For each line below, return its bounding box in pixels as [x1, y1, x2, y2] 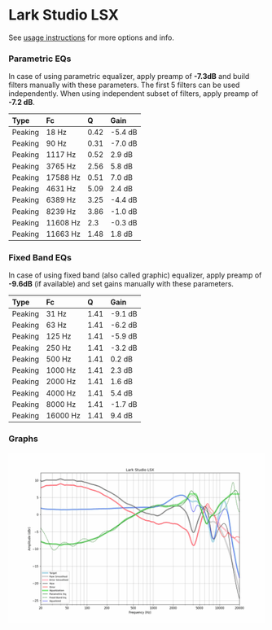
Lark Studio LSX [8, 6, 120, 24]
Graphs [8, 433, 38, 444]
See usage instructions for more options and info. [8, 33, 175, 42]
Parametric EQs [8, 53, 72, 64]
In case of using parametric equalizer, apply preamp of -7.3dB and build [8, 72, 250, 81]
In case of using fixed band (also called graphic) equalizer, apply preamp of [8, 270, 262, 280]
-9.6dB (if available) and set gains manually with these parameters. [8, 279, 235, 289]
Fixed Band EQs [8, 252, 72, 263]
